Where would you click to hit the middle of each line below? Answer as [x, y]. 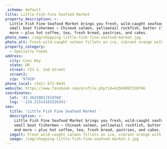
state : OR [20, 65]
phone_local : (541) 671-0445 [35, 83]
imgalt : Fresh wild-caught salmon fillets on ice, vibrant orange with [85, 135]
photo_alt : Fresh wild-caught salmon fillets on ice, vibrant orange [79, 42]
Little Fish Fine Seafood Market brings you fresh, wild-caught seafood [86, 24]
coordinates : [19, 93]
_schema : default [23, 10]
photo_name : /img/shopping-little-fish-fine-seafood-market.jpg [73, 38]
